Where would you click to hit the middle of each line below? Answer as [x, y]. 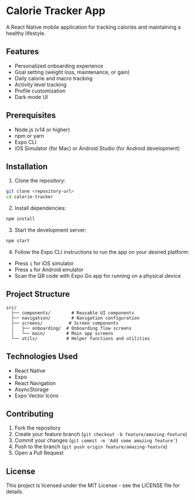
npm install [20, 219]
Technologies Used [42, 357]
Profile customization [40, 91]
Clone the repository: [40, 181]
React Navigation [35, 383]
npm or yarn [29, 135]
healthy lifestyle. [26, 33]
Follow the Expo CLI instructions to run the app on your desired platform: [102, 252]
